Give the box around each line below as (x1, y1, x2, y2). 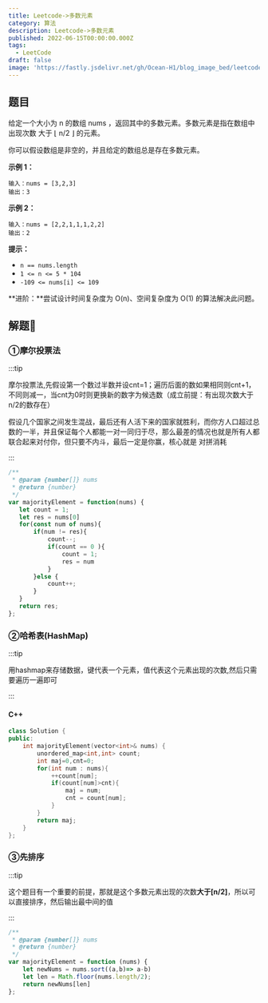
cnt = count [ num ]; (65, 794, 127, 802)
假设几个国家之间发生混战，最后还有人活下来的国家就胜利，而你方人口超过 (8, 417, 253, 427)
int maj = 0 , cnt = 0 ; (37, 757, 94, 765)
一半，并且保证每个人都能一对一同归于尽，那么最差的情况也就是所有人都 (22, 427, 260, 436)
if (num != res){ (33, 528, 88, 536)
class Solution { (8, 727, 66, 735)
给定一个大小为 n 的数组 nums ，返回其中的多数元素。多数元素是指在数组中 (8, 117, 255, 128)
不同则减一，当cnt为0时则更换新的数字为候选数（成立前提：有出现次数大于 (8, 390, 254, 400)
